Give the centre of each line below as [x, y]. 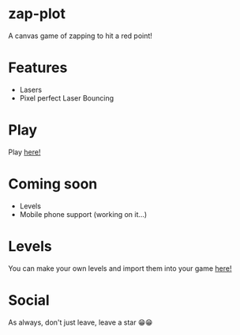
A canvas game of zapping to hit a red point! [80, 36]
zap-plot [37, 14]
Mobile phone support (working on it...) [83, 214]
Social [29, 300]
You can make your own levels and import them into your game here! [120, 268]
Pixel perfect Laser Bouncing [67, 98]
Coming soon [53, 184]
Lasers [30, 89]
